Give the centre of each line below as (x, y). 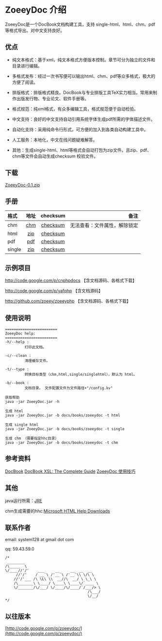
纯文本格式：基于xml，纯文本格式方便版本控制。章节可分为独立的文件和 (84, 60)
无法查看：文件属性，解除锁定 (104, 225)
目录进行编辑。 (27, 65)
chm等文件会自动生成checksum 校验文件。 (55, 156)
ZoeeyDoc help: (20, 334)
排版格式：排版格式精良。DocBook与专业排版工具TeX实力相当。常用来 (82, 92)
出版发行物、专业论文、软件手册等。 (52, 98)
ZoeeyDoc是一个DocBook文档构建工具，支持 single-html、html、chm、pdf (80, 24)
